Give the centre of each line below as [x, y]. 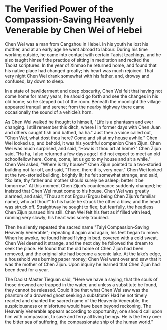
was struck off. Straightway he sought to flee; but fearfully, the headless [79, 207]
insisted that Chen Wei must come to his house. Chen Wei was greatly [77, 191]
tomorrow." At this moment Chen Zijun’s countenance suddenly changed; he [83, 185]
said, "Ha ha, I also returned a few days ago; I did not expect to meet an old [83, 154]
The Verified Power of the [59, 9]
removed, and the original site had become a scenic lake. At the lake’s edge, [83, 254]
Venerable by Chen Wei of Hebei [74, 30]
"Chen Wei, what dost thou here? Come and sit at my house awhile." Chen [81, 138]
